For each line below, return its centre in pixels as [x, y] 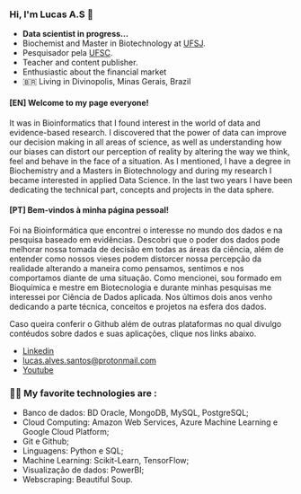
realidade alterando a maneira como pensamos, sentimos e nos [127, 268]
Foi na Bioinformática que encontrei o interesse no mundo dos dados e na [146, 230]
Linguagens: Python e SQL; [73, 451]
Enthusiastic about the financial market [94, 72]
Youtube [38, 370]
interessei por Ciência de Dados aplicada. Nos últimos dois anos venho [141, 296]
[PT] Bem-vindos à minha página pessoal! [89, 210]
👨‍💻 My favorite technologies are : [83, 393]
